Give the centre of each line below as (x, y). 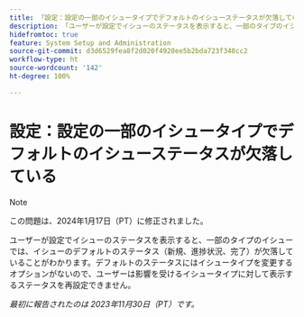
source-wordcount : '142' (56, 68)
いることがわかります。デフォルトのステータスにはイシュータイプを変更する (151, 262)
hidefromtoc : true (44, 34)
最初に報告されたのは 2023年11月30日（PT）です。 (104, 303)
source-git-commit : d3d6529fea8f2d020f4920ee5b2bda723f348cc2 (129, 51)
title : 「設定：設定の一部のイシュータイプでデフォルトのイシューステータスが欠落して (151, 18)
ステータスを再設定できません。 (76, 285)
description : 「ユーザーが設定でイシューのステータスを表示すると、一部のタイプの (146, 26)
